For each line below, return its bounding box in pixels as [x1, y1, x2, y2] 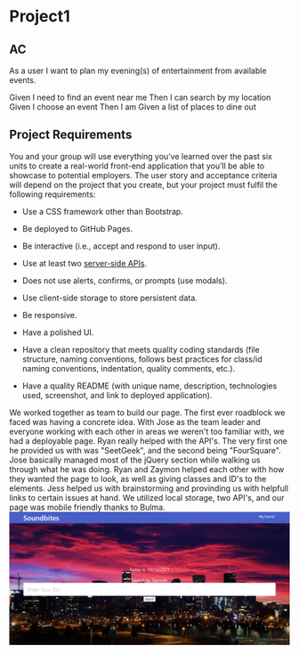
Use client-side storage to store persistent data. [21, 292, 198, 303]
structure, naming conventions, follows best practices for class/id [21, 354, 263, 364]
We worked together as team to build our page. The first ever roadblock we [9, 407, 286, 418]
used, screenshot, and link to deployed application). [21, 389, 213, 400]
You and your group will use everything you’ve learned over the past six [9, 151, 273, 161]
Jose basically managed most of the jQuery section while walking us [9, 454, 261, 465]
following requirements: [9, 189, 96, 200]
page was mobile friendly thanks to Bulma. [9, 502, 166, 512]
